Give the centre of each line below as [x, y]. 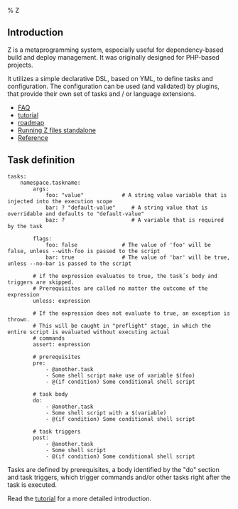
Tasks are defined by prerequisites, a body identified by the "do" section [114, 469]
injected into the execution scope [60, 201]
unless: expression [62, 301]
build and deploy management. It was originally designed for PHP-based [113, 57]
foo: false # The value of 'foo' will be [128, 245]
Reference [33, 137]
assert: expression [62, 344]
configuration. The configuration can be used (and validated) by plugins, [114, 86]
